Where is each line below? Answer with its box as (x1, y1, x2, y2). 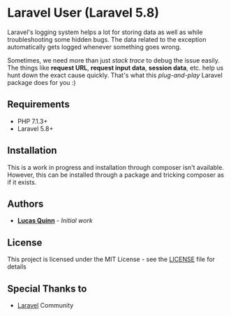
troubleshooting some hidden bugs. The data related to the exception (7, 35, 207, 43)
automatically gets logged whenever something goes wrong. (7, 42, 181, 51)
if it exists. (7, 177, 37, 186)
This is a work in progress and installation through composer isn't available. (7, 163, 225, 171)
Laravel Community (17, 301, 74, 309)
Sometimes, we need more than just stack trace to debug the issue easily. (7, 56, 220, 64)
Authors (7, 198, 44, 210)
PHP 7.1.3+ (17, 117, 48, 125)
